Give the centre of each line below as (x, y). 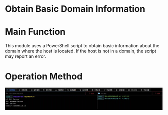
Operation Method (44, 76)
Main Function (35, 32)
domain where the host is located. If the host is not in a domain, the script (81, 51)
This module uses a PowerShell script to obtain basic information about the (82, 46)
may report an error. (26, 56)
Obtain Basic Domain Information (75, 9)
